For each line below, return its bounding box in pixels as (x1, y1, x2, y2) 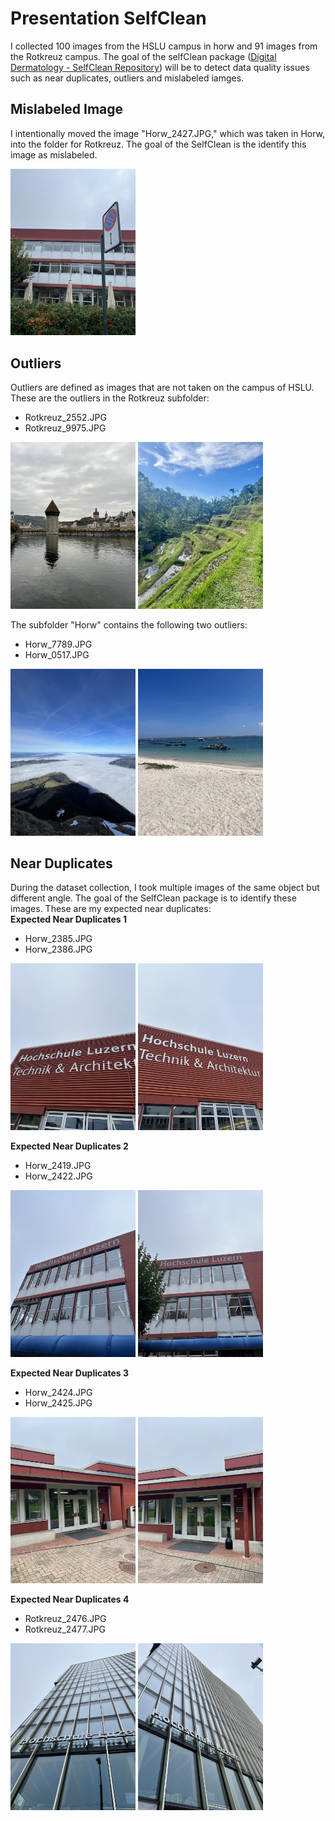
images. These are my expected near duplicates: (10, 903, 212, 915)
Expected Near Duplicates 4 (10, 1593, 130, 1606)
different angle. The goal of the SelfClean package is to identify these (10, 892, 297, 904)
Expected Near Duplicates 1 (10, 913, 128, 926)
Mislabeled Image (10, 101, 124, 118)
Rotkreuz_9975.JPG (24, 422, 107, 434)
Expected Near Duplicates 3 (10, 1367, 130, 1379)
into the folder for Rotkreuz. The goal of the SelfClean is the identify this (10, 138, 307, 150)
